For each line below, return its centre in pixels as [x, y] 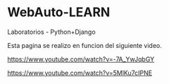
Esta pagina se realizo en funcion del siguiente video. [84, 45]
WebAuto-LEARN [59, 12]
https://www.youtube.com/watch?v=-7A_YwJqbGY [81, 59]
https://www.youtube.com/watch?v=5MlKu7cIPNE [80, 73]
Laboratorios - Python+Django [52, 32]
